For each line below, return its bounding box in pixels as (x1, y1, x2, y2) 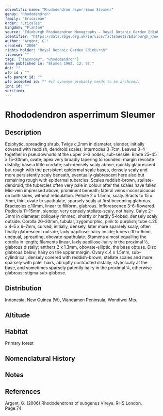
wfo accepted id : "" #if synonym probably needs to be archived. (5, 79, 140, 84)
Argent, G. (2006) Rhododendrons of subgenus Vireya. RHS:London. (5, 400, 142, 406)
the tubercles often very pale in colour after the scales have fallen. (25, 182, 158, 188)
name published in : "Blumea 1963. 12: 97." (5, 61, 95, 66)
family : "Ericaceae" (5, 16, 47, 21)
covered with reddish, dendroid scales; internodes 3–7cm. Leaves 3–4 (5, 146, 146, 152)
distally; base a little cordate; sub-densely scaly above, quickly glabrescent (5, 162, 156, 168)
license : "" (5, 52, 29, 57)
